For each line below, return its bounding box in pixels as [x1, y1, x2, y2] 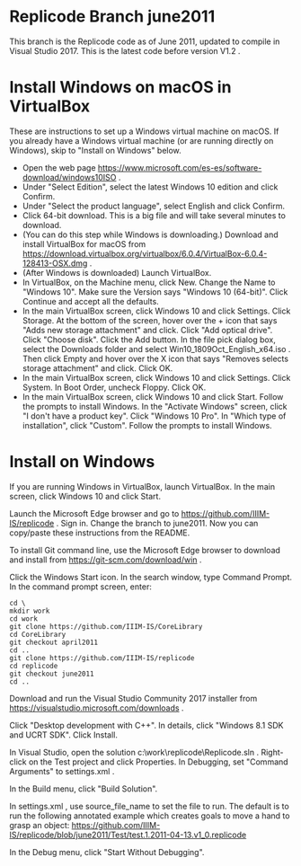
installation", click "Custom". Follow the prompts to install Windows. [22, 420, 272, 430]
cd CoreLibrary [9, 630, 66, 639]
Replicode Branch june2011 [9, 6, 216, 27]
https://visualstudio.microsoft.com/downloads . [9, 703, 184, 713]
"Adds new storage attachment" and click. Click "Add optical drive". [22, 324, 273, 335]
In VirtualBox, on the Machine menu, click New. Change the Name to [22, 277, 276, 287]
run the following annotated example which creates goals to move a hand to [9, 810, 290, 821]
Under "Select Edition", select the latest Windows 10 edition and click [22, 181, 279, 192]
